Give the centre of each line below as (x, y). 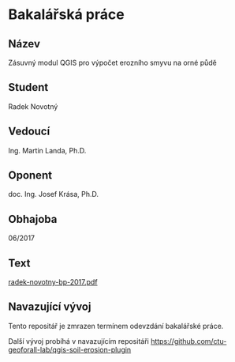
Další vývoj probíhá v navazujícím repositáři (79, 341)
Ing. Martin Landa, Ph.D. (47, 150)
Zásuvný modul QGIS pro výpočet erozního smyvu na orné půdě (112, 62)
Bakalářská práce (66, 15)
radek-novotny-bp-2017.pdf (53, 282)
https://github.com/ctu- (189, 341)
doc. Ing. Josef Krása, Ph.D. (54, 194)
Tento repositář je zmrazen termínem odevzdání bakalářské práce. (116, 326)
